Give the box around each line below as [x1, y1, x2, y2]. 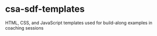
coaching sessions [5, 25, 44, 31]
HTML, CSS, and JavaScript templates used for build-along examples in [5, 20, 153, 26]
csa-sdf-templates [5, 3, 85, 15]
